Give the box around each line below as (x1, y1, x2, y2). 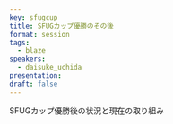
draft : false (9, 79, 58, 88)
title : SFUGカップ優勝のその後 (9, 21, 114, 30)
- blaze (17, 46, 47, 55)
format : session (9, 29, 70, 38)
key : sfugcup (9, 12, 58, 22)
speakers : (9, 54, 47, 63)
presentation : (9, 71, 63, 80)
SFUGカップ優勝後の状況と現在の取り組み (9, 104, 165, 116)
